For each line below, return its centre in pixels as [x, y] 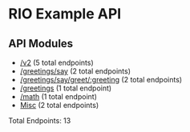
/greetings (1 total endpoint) [66, 88]
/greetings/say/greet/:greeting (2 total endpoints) [101, 80]
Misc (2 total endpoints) [59, 105]
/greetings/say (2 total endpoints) [75, 71]
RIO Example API [65, 14]
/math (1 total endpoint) [59, 96]
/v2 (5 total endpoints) [57, 62]
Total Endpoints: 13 [40, 120]
